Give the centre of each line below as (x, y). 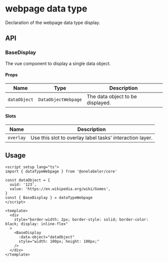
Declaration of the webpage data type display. (53, 22)
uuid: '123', (23, 184)
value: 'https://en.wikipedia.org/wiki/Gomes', (60, 189)
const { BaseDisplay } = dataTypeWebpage (49, 197)
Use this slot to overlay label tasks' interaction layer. (91, 138)
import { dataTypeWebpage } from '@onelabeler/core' (61, 171)
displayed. (99, 102)
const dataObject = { (28, 180)
